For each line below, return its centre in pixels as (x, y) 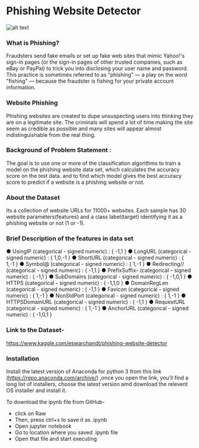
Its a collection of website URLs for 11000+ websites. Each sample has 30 (96, 211)
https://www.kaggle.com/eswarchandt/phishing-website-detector (87, 343)
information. (21, 87)
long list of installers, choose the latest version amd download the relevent (97, 384)
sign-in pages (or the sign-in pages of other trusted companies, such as (94, 62)
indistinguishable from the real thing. (51, 134)
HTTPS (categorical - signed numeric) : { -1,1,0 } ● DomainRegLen (87, 283)
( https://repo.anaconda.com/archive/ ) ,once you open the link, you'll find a (97, 378)
